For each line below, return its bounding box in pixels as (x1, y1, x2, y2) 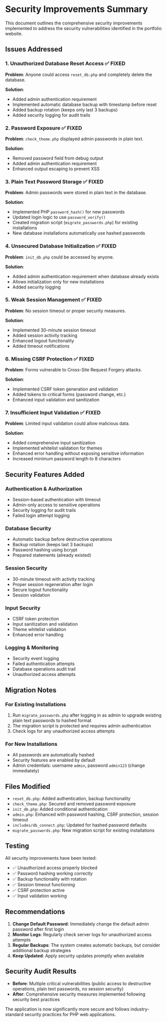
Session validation (12, 592, 50, 598)
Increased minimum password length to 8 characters (12, 456, 121, 462)
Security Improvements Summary (5, 3, 148, 15)
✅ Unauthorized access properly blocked (12, 865, 98, 871)
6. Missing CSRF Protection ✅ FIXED (5, 355, 95, 362)
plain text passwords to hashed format (12, 717, 92, 723)
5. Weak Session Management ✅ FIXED (5, 296, 102, 303)
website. (5, 30, 23, 36)
